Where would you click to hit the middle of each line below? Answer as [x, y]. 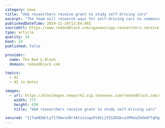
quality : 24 [17, 37]
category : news [21, 10]
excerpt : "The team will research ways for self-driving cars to [73, 19]
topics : [13, 73]
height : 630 [26, 104]
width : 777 [25, 100]
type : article [20, 32]
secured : [14, 118]
